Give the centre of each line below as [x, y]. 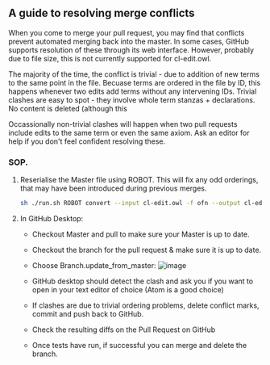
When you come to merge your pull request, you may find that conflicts [127, 32]
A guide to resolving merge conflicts [102, 13]
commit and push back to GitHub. [88, 313]
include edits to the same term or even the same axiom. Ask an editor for [129, 132]
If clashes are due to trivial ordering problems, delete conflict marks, [145, 305]
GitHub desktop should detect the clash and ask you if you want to [143, 281]
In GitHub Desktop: [52, 218]
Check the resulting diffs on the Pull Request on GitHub [124, 329]
